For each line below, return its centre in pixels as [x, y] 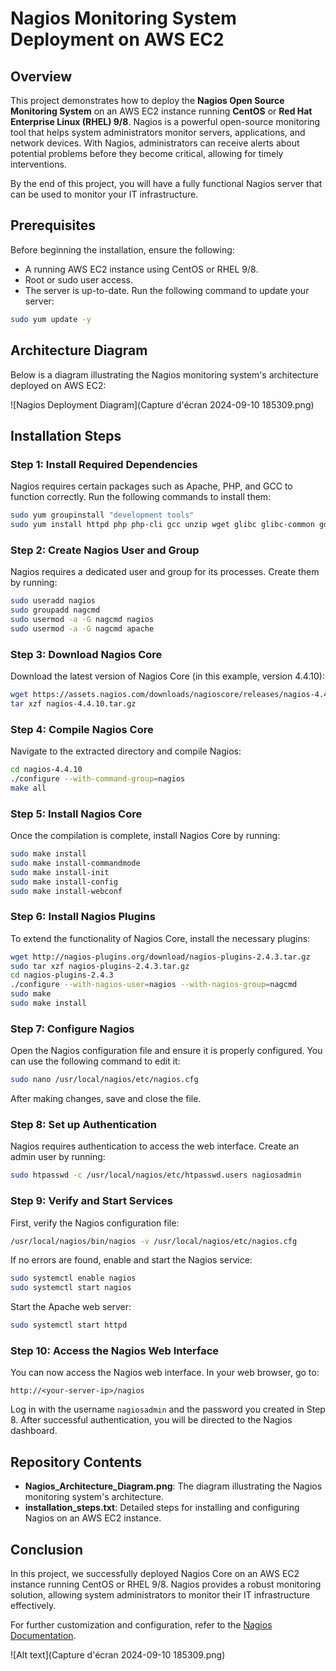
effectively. [33, 1605]
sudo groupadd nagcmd [55, 610]
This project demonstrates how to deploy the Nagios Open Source [147, 100]
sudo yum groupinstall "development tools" [102, 515]
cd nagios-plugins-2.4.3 [62, 975]
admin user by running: [58, 1157]
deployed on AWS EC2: [58, 385]
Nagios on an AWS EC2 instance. [93, 1518]
